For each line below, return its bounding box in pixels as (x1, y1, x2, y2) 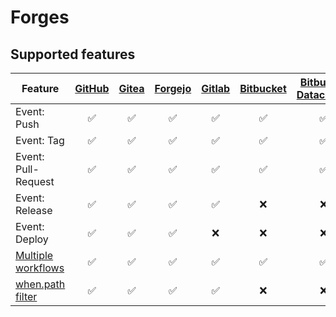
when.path (15, 277, 66, 291)
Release (15, 204, 53, 217)
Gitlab (201, 82, 231, 95)
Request (15, 175, 55, 188)
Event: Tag (15, 134, 65, 147)
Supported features (10, 46, 136, 63)
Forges (10, 6, 70, 29)
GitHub (74, 82, 110, 95)
